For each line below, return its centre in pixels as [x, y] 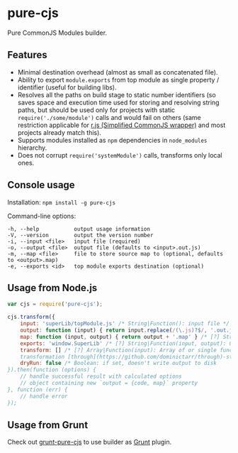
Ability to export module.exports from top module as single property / [118, 80]
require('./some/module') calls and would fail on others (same [109, 117]
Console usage [41, 185]
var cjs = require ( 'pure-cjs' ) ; [55, 304]
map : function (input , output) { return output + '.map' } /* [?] [120, 337]
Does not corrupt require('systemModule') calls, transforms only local [120, 155]
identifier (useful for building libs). [67, 87]
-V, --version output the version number [80, 235]
